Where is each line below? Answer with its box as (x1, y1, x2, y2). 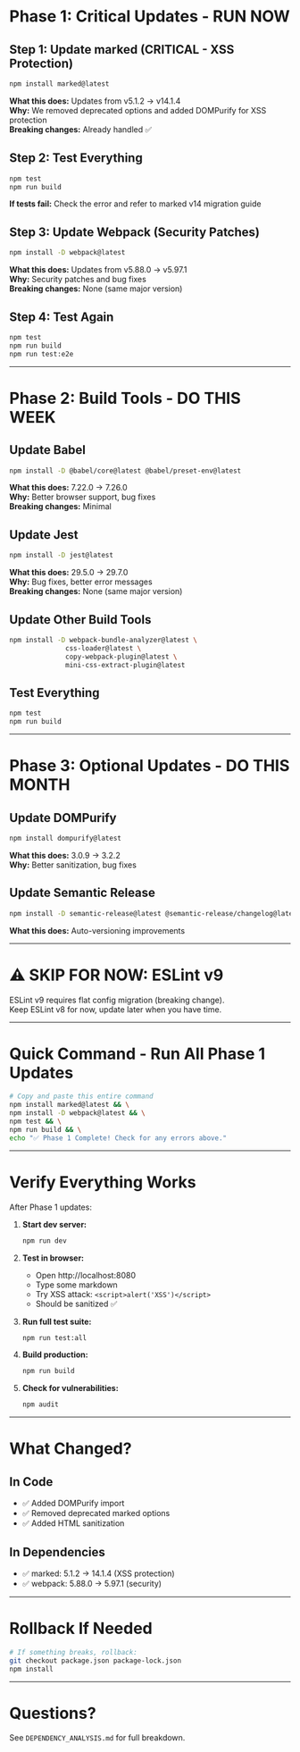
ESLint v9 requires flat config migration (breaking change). (9, 994, 225, 1005)
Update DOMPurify (9, 810, 117, 826)
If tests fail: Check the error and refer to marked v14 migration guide (9, 198, 262, 209)
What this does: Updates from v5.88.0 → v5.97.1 (9, 264, 187, 275)
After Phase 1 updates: (9, 1202, 92, 1212)
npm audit (21, 1400, 60, 1409)
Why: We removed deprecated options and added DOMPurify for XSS (9, 105, 267, 115)
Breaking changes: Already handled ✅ (9, 123, 153, 135)
